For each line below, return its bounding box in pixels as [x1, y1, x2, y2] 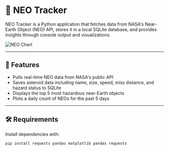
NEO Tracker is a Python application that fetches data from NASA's [5, 21, 144, 27]
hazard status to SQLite [12, 85, 61, 91]
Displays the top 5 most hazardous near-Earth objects [12, 90, 125, 96]
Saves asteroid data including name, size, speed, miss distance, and [12, 79, 154, 85]
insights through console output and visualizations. [5, 32, 111, 38]
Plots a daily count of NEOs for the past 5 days [12, 95, 110, 101]
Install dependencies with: [5, 131, 60, 137]
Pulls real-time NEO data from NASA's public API [12, 74, 114, 80]
